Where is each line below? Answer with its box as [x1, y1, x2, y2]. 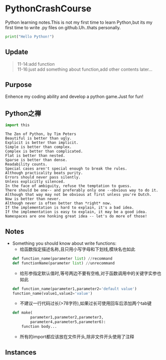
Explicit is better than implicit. [5, 140, 79, 145]
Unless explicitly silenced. [5, 179, 65, 184]
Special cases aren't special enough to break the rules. [5, 166, 127, 171]
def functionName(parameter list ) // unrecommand [12, 261, 115, 266]
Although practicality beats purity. [5, 171, 83, 176]
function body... [21, 324, 57, 329]
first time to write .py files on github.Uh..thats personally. [5, 24, 121, 30]
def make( [12, 310, 33, 315]
